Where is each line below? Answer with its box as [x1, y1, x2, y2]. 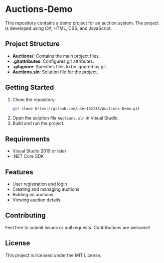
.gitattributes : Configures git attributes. [12, 58, 94, 64]
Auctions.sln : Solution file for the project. [12, 69, 98, 75]
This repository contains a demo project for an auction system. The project [5, 20, 159, 26]
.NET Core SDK [12, 153, 44, 159]
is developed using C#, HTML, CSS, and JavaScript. [5, 25, 112, 31]
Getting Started [5, 83, 54, 92]
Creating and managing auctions [12, 186, 80, 192]
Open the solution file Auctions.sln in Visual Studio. [12, 115, 119, 121]
